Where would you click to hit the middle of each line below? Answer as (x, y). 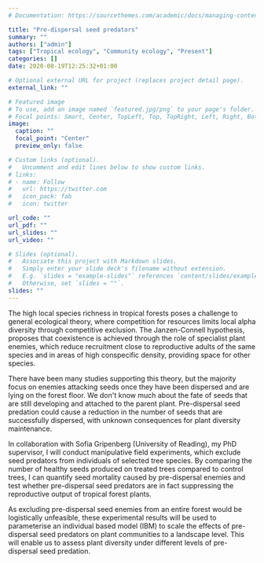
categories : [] (33, 59)
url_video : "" (31, 240)
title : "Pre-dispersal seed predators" (73, 29)
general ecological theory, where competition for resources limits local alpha (132, 321)
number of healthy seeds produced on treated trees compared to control (126, 469)
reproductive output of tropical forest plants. (80, 494)
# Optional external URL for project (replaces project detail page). (126, 80)
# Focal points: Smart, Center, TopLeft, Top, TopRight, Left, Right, (126, 116)
